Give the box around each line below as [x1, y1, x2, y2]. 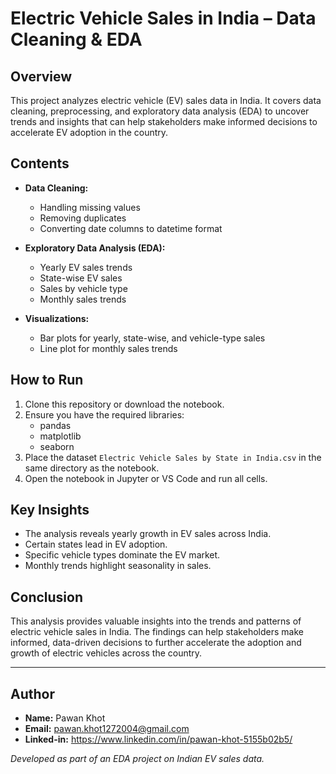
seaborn [39, 440, 75, 452]
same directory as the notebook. [24, 462, 160, 474]
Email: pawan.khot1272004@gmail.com [24, 723, 190, 735]
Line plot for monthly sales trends [39, 342, 178, 354]
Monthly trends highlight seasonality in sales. [24, 560, 212, 572]
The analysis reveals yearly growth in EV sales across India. [24, 528, 272, 540]
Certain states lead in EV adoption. [24, 538, 168, 551]
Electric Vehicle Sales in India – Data [10, 7, 317, 30]
